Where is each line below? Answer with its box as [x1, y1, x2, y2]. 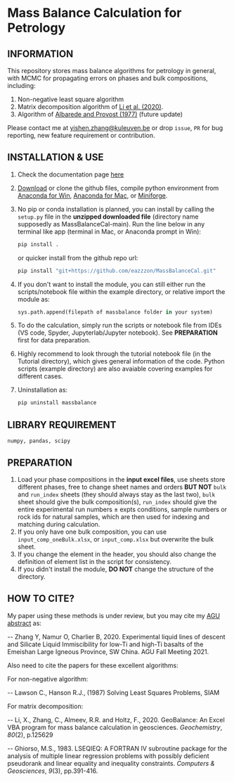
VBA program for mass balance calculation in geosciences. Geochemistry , [7, 723, 223, 731]
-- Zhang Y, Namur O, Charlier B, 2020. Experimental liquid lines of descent [7, 632, 226, 641]
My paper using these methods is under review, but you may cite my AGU [7, 611, 220, 620]
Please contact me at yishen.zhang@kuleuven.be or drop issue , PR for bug [7, 124, 223, 132]
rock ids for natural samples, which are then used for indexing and [17, 512, 209, 521]
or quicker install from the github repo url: [17, 253, 138, 262]
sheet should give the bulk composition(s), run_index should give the [17, 497, 217, 506]
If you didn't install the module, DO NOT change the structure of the [17, 565, 214, 573]
